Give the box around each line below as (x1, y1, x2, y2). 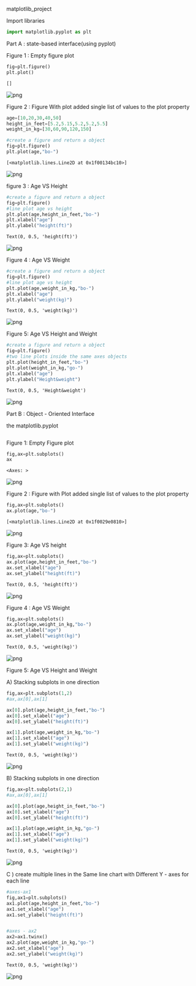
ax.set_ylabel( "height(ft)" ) (6, 570, 81, 576)
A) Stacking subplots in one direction (6, 679, 100, 685)
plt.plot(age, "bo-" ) (6, 149, 59, 155)
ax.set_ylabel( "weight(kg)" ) (6, 633, 81, 639)
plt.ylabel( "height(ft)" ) (6, 223, 72, 229)
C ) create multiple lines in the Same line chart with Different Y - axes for (6, 871, 189, 878)
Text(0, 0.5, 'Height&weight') (6, 387, 86, 394)
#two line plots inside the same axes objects (6, 353, 127, 360)
